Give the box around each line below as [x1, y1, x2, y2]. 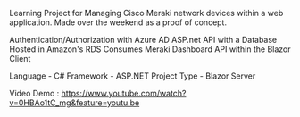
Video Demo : [9, 88, 60, 98]
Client [9, 54, 31, 63]
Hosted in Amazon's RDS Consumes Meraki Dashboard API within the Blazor [9, 44, 292, 54]
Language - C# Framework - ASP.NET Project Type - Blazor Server [9, 71, 256, 81]
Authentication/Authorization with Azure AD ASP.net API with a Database [9, 35, 278, 45]
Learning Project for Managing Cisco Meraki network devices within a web [9, 8, 284, 18]
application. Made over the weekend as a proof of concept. [9, 17, 228, 28]
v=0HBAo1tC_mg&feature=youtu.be [9, 97, 140, 108]
